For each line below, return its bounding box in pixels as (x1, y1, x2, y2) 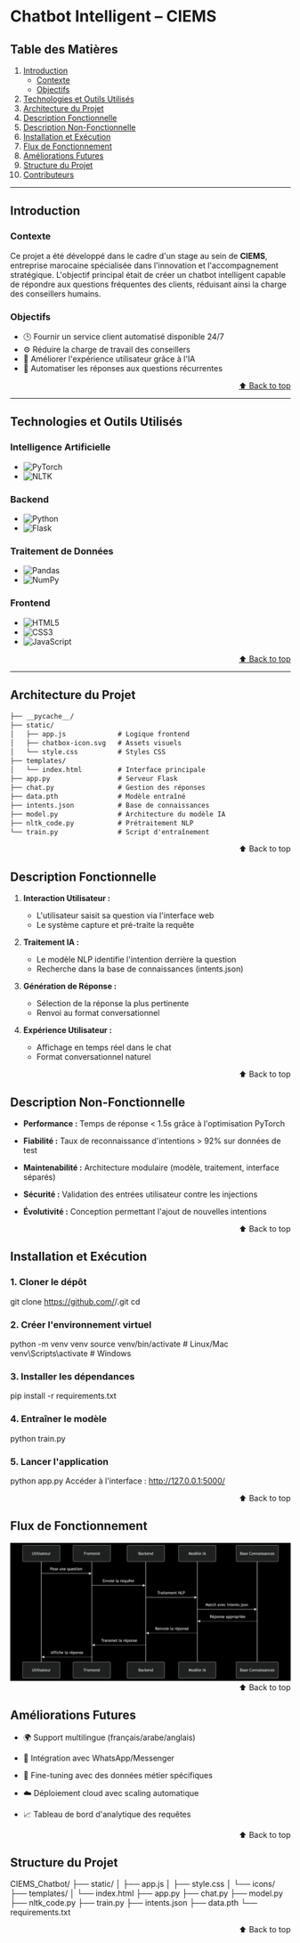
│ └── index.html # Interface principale (10, 766, 206, 775)
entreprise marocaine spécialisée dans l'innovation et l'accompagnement (10, 260, 279, 271)
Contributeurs (22, 169, 75, 180)
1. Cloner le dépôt (10, 1276, 87, 1289)
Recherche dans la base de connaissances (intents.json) (36, 963, 244, 974)
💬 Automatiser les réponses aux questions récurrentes (22, 362, 223, 373)
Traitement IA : (22, 937, 79, 947)
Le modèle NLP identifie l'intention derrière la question (36, 955, 237, 965)
